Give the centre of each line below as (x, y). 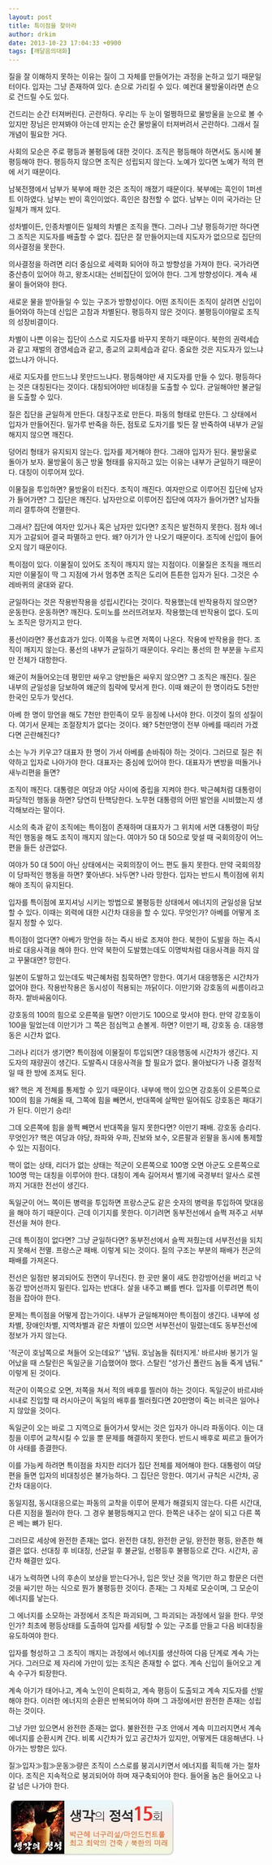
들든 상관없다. (45, 847)
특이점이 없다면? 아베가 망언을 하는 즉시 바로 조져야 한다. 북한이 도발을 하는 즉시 (135, 940)
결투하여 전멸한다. (52, 510)
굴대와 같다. (55, 585)
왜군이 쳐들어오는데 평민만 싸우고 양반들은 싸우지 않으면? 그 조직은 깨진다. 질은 (133, 677)
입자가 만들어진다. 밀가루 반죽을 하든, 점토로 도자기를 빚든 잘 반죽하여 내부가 (129, 424)
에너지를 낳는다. (34, 1598)
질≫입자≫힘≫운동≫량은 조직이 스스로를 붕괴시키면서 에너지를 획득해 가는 (127, 1766)
